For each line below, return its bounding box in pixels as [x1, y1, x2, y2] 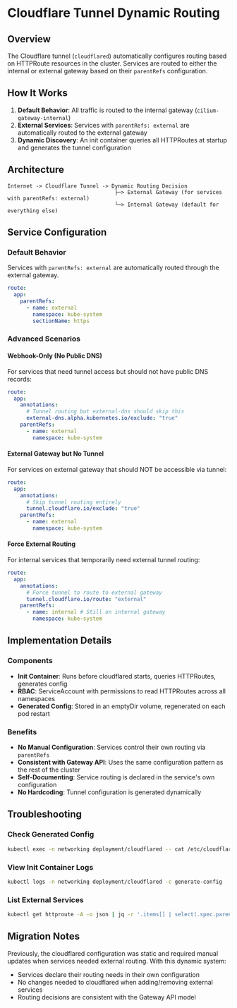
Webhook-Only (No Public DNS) [7, 351, 102, 360]
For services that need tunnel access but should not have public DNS [7, 367, 209, 375]
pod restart [17, 709, 51, 717]
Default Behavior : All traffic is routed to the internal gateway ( [17, 106, 197, 114]
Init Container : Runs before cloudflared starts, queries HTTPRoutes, [17, 672, 217, 680]
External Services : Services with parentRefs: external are [17, 121, 190, 129]
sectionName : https [32, 317, 90, 324]
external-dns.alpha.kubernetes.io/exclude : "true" [25, 415, 178, 422]
